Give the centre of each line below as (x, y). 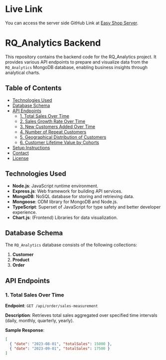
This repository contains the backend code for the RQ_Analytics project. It (81, 57)
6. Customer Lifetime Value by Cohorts (59, 142)
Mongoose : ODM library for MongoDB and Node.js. (65, 202)
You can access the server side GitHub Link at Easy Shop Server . (72, 23)
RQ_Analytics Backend (53, 43)
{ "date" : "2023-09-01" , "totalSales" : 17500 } (60, 349)
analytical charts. (23, 72)
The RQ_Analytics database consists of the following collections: (71, 245)
